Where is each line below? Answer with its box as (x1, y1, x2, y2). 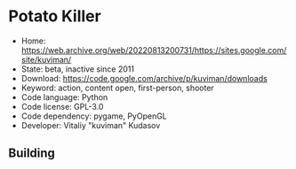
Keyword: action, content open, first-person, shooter (20, 82, 214, 93)
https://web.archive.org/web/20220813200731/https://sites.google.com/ (20, 44, 287, 55)
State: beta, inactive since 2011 (20, 64, 135, 74)
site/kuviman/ (20, 54, 72, 65)
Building (8, 146, 55, 161)
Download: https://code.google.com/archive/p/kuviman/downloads (20, 73, 268, 83)
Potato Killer (8, 6, 101, 27)
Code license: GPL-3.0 (20, 101, 104, 111)
